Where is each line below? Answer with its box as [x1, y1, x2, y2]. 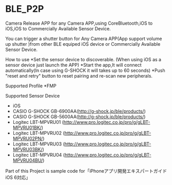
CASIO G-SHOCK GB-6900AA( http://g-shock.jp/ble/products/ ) [12, 108, 146, 114]
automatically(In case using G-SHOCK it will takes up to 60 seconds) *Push [5, 67, 165, 73]
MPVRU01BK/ [12, 124, 42, 131]
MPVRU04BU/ [12, 157, 43, 163]
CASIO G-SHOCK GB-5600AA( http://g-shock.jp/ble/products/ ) [12, 114, 146, 120]
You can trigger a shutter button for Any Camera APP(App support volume [5, 35, 162, 42]
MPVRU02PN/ [12, 135, 43, 141]
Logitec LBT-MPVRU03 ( [12, 141, 65, 147]
